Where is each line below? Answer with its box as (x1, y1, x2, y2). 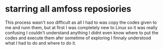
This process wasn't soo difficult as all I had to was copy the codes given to (5, 19, 157, 25)
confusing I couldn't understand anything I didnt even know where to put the (5, 30, 159, 35)
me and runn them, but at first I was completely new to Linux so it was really (5, 24, 158, 30)
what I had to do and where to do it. (5, 40, 76, 46)
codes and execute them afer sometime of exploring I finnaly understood (5, 35, 151, 41)
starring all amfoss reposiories (5, 3, 131, 15)
